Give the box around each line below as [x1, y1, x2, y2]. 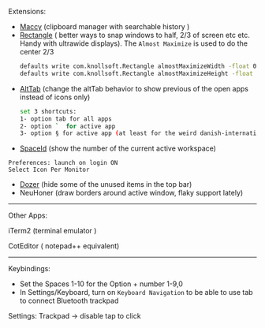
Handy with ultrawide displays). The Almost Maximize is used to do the [19, 39, 248, 48]
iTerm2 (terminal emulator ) [8, 226, 97, 236]
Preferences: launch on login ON [8, 159, 118, 167]
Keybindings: [8, 264, 51, 274]
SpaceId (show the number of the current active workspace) [19, 143, 217, 153]
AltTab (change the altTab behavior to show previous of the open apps [19, 84, 248, 93]
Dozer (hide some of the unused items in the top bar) [19, 180, 192, 189]
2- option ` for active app [19, 122, 116, 130]
